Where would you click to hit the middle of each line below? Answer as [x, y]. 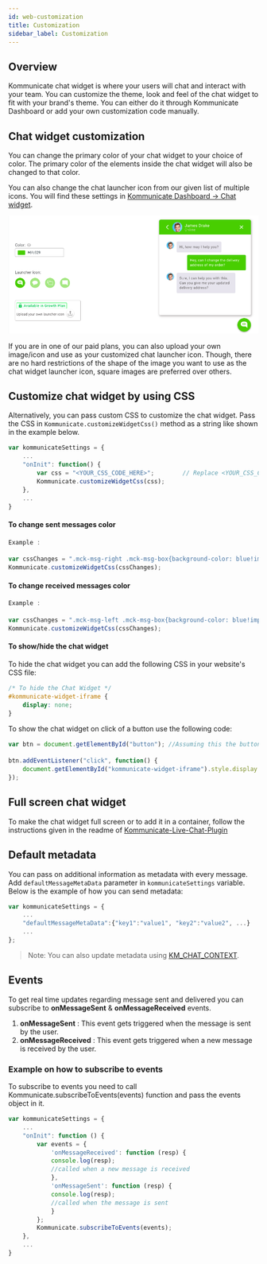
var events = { [62, 1144]
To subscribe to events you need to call [73, 1087]
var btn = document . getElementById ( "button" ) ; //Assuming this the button [135, 744]
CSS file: [23, 673]
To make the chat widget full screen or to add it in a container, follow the [126, 821]
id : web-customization [46, 17]
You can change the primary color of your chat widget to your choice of [126, 155]
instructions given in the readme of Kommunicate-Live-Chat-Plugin [118, 830]
